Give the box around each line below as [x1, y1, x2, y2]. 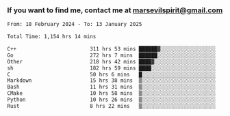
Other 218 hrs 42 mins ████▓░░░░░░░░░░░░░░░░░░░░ [7, 58, 216, 65]
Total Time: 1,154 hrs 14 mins [7, 33, 97, 40]
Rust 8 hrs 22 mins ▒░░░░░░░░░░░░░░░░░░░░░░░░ [7, 102, 216, 109]
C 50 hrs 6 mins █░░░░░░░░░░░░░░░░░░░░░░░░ [7, 71, 216, 78]
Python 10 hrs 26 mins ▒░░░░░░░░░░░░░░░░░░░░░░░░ [7, 96, 216, 104]
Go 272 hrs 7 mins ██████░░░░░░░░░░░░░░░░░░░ [7, 52, 216, 59]
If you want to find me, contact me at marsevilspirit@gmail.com [7, 5, 223, 15]
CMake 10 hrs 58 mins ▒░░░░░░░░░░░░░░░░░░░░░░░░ [7, 90, 216, 97]
